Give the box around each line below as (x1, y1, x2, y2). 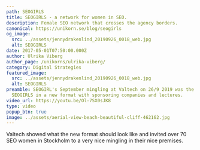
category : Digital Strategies (6, 64, 82, 71)
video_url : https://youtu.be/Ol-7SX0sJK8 (6, 97, 111, 103)
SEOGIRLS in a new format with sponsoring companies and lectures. (11, 92, 184, 98)
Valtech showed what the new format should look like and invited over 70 (6, 131, 187, 138)
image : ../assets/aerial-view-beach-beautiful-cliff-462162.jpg (6, 114, 170, 120)
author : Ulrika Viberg (6, 53, 63, 59)
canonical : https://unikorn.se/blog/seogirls (6, 25, 122, 32)
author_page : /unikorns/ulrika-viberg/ (6, 59, 106, 65)
